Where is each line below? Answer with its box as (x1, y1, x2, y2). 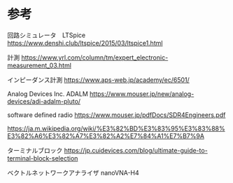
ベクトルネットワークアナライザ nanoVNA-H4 (7, 168, 140, 177)
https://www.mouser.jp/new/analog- (90, 89, 195, 98)
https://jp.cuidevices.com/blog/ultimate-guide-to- (64, 146, 208, 154)
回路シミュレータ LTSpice (7, 31, 86, 39)
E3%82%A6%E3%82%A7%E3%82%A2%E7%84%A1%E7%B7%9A (7, 131, 205, 140)
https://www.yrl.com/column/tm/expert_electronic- (20, 53, 169, 62)
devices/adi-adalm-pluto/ (7, 97, 81, 105)
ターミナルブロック (7, 146, 63, 154)
